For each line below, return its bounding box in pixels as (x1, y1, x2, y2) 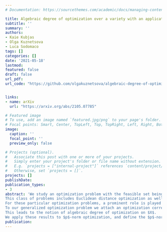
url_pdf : (5, 77, 23, 82)
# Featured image (5, 113, 41, 118)
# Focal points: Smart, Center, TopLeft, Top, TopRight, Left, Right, (5, 122, 155, 127)
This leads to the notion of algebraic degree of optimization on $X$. (5, 210, 157, 215)
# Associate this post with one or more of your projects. (5, 154, 135, 160)
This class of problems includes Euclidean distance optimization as (5, 196, 153, 201)
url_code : (5, 81, 26, 86)
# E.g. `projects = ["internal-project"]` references (5, 164, 123, 169)
